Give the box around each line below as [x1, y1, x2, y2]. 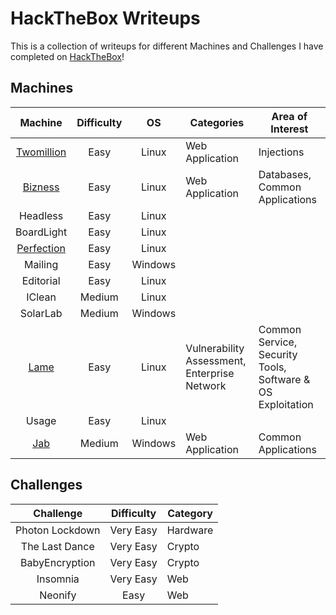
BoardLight [15, 225, 68, 239]
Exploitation [258, 397, 314, 411]
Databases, [258, 167, 312, 181]
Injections [258, 145, 305, 159]
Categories [189, 115, 245, 129]
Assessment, [185, 353, 247, 367]
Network [185, 378, 227, 392]
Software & [258, 372, 311, 386]
